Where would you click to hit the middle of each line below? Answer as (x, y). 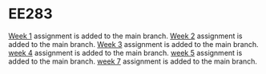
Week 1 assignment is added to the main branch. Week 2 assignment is (125, 36)
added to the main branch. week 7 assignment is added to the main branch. (133, 61)
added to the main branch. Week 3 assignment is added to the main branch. (133, 44)
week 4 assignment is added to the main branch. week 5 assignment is (125, 53)
